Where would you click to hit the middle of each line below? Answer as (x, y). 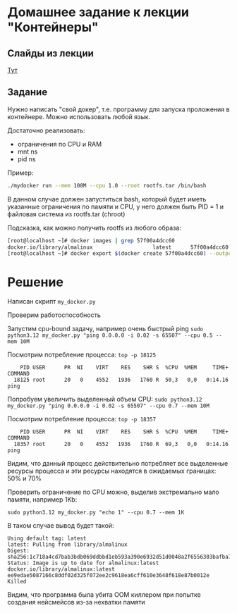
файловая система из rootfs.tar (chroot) (66, 214)
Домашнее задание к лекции (98, 12)
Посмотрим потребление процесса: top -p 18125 (82, 355)
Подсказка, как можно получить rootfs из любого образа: (95, 228)
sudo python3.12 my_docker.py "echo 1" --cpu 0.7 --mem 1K (96, 513)
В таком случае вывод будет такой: (61, 526)
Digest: (19, 551)
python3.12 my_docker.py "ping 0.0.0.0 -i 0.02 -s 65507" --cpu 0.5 (110, 335)
